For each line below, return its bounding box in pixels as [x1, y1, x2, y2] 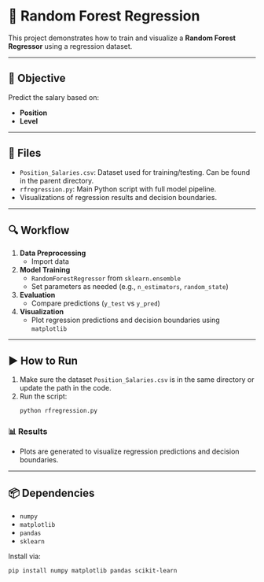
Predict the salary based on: [8, 92, 100, 102]
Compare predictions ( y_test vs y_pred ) [31, 298, 161, 308]
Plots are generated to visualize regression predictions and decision [19, 447, 240, 456]
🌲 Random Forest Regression [8, 7, 200, 25]
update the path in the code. [19, 384, 112, 393]
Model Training [19, 265, 71, 275]
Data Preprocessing [19, 248, 86, 258]
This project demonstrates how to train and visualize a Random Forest [8, 33, 236, 43]
